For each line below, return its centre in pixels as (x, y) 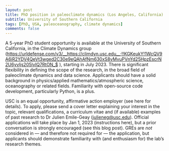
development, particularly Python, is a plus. (50, 91)
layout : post (19, 10)
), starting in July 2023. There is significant (104, 65)
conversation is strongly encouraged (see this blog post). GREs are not (79, 128)
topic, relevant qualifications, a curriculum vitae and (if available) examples (83, 112)
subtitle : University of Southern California (54, 19)
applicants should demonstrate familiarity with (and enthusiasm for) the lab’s (85, 139)
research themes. (23, 144)
